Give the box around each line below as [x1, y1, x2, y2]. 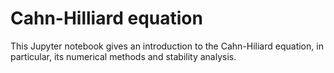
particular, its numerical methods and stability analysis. [10, 50, 237, 62]
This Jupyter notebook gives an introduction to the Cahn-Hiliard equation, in [10, 40, 324, 52]
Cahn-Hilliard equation [10, 7, 203, 30]
